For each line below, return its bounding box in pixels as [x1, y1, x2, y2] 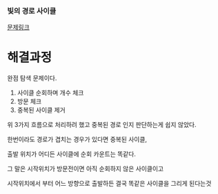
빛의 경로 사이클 [7, 6, 57, 15]
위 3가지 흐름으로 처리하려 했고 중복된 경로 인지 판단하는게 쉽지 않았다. [7, 121, 197, 129]
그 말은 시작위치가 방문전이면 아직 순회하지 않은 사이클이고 [7, 164, 164, 173]
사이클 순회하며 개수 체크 [17, 88, 84, 97]
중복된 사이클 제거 [17, 106, 66, 115]
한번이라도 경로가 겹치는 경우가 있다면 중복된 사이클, [7, 135, 147, 144]
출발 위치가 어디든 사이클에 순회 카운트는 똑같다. [7, 150, 137, 158]
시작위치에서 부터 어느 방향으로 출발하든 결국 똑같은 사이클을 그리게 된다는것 [7, 180, 212, 188]
